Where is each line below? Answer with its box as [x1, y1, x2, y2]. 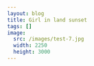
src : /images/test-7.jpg [13, 36, 84, 43]
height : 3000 [13, 49, 51, 56]
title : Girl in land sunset [7, 16, 88, 23]
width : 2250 [13, 42, 48, 49]
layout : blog [7, 10, 45, 17]
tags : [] [7, 23, 32, 30]
